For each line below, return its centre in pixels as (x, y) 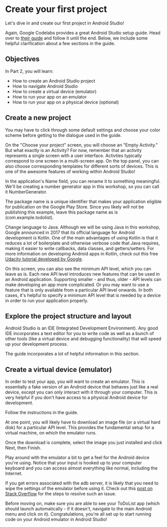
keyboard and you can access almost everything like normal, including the (82, 468)
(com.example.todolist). (29, 217)
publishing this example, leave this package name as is (62, 212)
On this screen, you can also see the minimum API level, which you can (78, 268)
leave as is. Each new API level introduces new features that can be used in (83, 274)
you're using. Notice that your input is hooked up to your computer (74, 463)
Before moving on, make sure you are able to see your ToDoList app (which (83, 503)
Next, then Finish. (23, 448)
